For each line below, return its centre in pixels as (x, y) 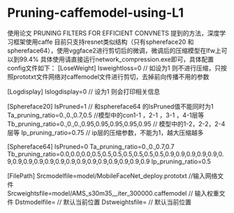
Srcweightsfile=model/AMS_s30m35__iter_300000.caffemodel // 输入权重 (113, 193)
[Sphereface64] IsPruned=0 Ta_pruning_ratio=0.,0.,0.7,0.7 (91, 146)
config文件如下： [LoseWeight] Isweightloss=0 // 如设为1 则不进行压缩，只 (114, 68)
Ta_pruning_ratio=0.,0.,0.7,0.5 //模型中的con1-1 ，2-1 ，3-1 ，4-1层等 (106, 115)
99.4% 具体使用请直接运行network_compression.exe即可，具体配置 (117, 59)
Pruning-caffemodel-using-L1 (95, 13)
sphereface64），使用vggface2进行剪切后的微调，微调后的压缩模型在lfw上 (114, 50)
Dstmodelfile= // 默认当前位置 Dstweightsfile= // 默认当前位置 (103, 202)
